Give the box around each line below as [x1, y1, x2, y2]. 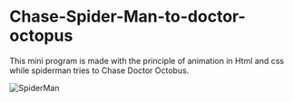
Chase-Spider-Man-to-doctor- [9, 6, 247, 27]
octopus [9, 25, 73, 46]
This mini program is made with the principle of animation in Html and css [9, 55, 284, 66]
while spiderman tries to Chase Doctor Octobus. [9, 65, 190, 76]
